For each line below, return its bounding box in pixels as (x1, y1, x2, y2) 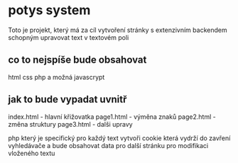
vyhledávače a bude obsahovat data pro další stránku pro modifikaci (8, 141, 209, 149)
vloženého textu (8, 149, 55, 157)
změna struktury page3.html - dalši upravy (8, 120, 134, 128)
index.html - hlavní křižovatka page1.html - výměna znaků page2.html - (8, 112, 216, 121)
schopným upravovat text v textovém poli (8, 33, 129, 41)
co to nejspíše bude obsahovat (8, 54, 147, 66)
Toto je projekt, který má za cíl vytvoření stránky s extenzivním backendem (8, 26, 227, 34)
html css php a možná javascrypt (8, 73, 105, 81)
